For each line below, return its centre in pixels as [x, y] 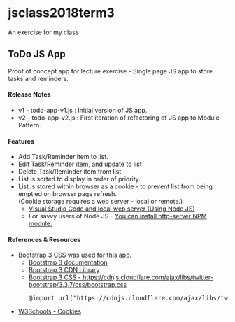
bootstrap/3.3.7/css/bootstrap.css [78, 285]
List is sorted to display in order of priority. [79, 179]
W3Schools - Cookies [50, 311]
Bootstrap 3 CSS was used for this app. [75, 255]
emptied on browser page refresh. [67, 194]
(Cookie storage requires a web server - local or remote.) [100, 202]
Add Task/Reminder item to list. [63, 157]
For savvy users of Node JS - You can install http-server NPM [117, 216]
